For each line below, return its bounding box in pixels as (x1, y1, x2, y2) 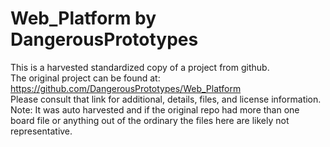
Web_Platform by (10, 7, 157, 30)
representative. (10, 125, 73, 137)
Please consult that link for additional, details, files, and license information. (10, 93, 322, 105)
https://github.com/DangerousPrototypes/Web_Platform (10, 82, 242, 94)
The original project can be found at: (10, 72, 161, 84)
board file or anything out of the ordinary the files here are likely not (10, 114, 290, 126)
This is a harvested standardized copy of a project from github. (10, 61, 270, 73)
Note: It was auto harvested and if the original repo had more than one (10, 103, 300, 116)
